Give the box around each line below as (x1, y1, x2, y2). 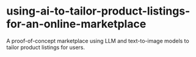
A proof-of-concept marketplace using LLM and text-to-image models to (6, 37, 189, 44)
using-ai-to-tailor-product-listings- (6, 4, 191, 18)
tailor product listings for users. (6, 44, 85, 51)
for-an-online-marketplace (6, 17, 147, 31)
